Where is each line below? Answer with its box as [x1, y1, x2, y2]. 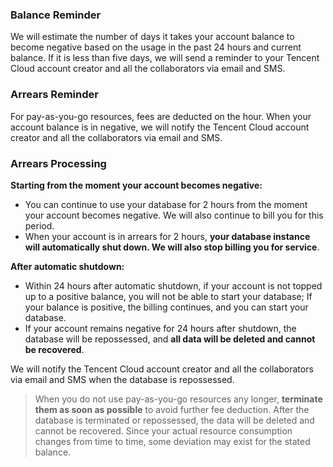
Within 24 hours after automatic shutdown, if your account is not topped [24, 279, 323, 292]
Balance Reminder [10, 8, 102, 22]
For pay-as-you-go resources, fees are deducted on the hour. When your [10, 110, 312, 122]
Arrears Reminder [10, 88, 99, 102]
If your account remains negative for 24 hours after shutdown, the [24, 322, 297, 334]
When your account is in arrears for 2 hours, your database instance [24, 230, 311, 242]
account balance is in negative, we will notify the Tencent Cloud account [10, 121, 310, 133]
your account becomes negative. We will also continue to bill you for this [24, 209, 324, 221]
